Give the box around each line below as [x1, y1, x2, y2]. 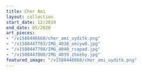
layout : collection [6, 14, 54, 20]
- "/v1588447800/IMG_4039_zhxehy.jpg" [6, 52, 101, 57]
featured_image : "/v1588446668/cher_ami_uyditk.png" [6, 57, 137, 63]
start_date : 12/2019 [6, 19, 57, 25]
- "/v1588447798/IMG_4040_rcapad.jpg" [6, 46, 101, 52]
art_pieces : [6, 30, 35, 36]
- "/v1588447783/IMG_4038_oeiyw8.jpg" [6, 41, 101, 47]
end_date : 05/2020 [6, 24, 51, 31]
